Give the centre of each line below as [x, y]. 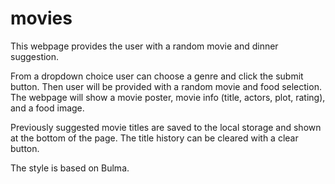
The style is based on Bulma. [70, 168]
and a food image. [47, 108]
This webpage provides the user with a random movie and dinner [144, 46]
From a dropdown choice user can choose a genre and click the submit [157, 76]
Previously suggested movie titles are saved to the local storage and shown [166, 127]
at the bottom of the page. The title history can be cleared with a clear [154, 138]
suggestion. [35, 56]
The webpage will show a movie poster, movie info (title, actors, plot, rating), [168, 97]
